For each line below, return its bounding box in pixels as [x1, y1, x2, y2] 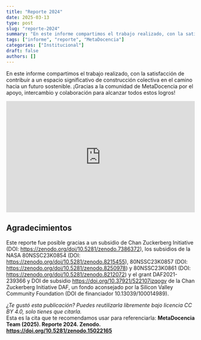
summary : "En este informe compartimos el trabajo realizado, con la [6, 31, 184, 37]
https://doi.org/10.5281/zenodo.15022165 [6, 327, 112, 334]
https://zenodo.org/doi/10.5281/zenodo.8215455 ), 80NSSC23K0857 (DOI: [6, 258, 188, 265]
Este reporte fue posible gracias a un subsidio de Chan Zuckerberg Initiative [6, 239, 194, 246]
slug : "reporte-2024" [6, 25, 60, 32]
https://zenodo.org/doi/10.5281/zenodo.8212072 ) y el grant [6, 270, 152, 278]
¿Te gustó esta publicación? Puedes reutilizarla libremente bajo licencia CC [6, 301, 193, 309]
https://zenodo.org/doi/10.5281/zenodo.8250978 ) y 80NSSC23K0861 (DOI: [6, 264, 191, 272]
